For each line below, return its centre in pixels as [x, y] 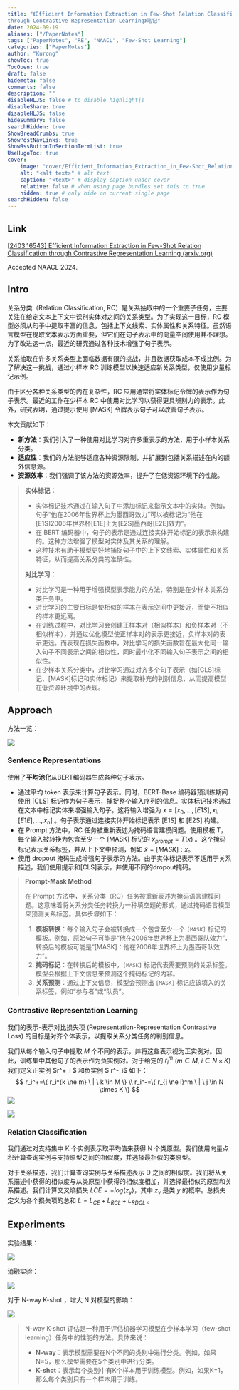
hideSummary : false [36, 120]
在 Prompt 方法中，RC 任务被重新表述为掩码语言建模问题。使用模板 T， [122, 830]
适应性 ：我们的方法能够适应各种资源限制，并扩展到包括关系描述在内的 [121, 457]
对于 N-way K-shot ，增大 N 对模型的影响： [71, 1299]
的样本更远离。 [57, 616]
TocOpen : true [28, 67]
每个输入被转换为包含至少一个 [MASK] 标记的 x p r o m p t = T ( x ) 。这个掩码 [122, 840]
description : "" [31, 93]
